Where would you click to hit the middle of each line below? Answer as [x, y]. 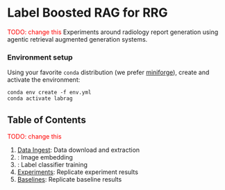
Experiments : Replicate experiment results [78, 172]
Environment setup [40, 57]
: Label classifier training [52, 165]
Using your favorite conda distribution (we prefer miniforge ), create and [108, 72]
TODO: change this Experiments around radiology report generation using [113, 32]
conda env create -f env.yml [49, 93]
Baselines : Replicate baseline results [69, 180]
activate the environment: [44, 80]
